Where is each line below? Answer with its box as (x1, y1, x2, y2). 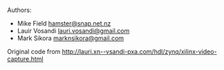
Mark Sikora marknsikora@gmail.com (17, 34, 124, 42)
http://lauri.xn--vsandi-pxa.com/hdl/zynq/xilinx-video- (62, 48, 217, 55)
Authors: (7, 6, 32, 14)
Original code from (7, 48, 61, 55)
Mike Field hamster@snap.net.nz (17, 19, 111, 27)
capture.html (7, 55, 44, 63)
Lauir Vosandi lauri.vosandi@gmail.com (17, 27, 130, 35)
